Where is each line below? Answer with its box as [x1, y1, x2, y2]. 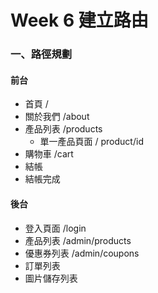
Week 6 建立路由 [10, 9, 149, 32]
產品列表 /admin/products [24, 234, 132, 246]
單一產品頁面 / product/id [39, 136, 144, 148]
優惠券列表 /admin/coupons [24, 247, 140, 259]
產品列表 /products [24, 123, 103, 135]
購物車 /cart [24, 148, 74, 160]
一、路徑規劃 [10, 47, 73, 61]
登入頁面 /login [24, 222, 87, 234]
